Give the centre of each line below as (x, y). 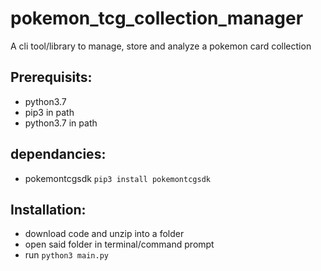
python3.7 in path (61, 123)
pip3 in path (49, 112)
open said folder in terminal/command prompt (119, 244)
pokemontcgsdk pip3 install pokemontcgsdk (117, 178)
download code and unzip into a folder (104, 234)
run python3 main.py (66, 255)
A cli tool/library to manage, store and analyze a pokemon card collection (161, 46)
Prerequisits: (51, 77)
